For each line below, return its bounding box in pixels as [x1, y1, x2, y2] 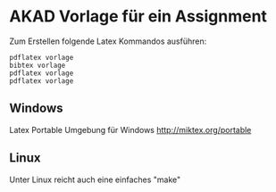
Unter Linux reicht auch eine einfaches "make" [9, 174, 181, 185]
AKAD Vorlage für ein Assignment [9, 6, 268, 27]
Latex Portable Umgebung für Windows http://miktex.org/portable [9, 124, 252, 135]
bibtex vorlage [9, 61, 66, 70]
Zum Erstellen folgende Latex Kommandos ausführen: [9, 36, 207, 46]
